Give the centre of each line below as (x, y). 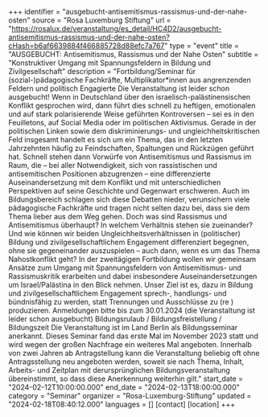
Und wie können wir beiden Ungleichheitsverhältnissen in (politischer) (125, 233)
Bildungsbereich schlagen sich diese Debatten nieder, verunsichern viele (129, 199)
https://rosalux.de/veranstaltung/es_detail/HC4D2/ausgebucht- (117, 29)
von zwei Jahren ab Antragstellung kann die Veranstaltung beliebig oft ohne (134, 353)
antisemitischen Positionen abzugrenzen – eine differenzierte (109, 174)
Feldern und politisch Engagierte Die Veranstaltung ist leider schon (119, 88)
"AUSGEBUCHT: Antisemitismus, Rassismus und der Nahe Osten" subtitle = (134, 54)
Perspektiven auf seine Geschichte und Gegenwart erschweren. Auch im (129, 191)
